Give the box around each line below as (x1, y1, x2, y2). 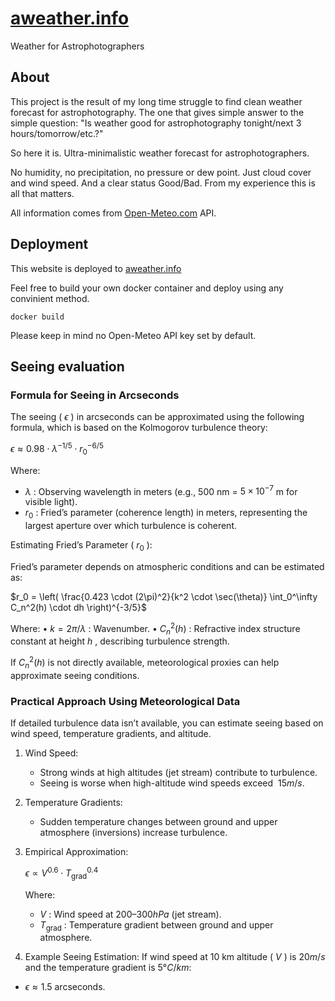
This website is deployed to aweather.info (10, 262, 182, 274)
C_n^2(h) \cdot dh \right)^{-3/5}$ (10, 601, 147, 613)
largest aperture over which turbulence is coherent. (24, 520, 238, 532)
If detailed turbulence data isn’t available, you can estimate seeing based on (10, 717, 324, 729)
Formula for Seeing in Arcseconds (10, 388, 180, 402)
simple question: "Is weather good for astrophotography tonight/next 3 (10, 117, 302, 129)
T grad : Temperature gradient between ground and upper (39, 918, 274, 933)
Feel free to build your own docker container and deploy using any (10, 282, 284, 294)
